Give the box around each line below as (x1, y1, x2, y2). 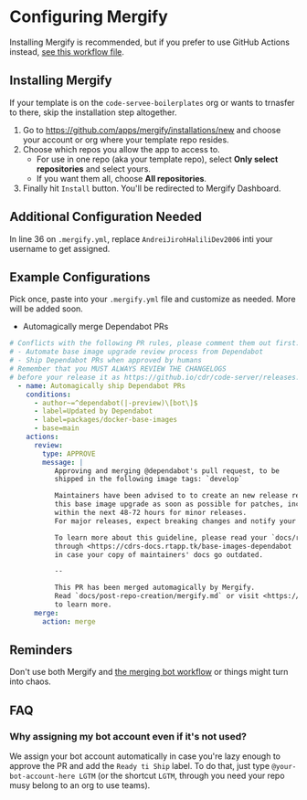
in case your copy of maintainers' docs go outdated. (54, 550, 263, 559)
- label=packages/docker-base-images (33, 416, 178, 425)
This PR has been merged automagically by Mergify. (54, 583, 256, 593)
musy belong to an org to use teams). (9, 780, 151, 791)
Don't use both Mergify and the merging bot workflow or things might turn (9, 667, 289, 678)
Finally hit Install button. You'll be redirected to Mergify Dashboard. (22, 183, 281, 194)
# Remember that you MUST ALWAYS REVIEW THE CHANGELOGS (9, 364, 227, 374)
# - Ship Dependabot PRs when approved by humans (9, 356, 203, 365)
